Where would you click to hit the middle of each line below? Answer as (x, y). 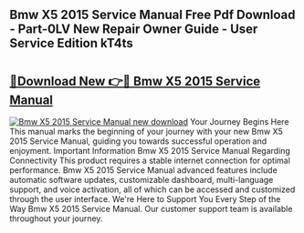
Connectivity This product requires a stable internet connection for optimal (150, 160)
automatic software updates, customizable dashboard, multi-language (142, 180)
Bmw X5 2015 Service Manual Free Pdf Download (152, 15)
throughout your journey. (56, 218)
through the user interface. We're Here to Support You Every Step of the (145, 199)
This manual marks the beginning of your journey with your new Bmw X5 (146, 132)
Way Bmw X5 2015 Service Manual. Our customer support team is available (151, 209)
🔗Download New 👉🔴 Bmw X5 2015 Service (135, 81)
